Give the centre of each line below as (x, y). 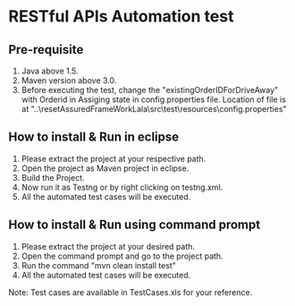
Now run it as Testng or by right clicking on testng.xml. (122, 187)
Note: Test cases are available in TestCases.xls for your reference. (131, 292)
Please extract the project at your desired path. (108, 246)
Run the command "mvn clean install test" (98, 265)
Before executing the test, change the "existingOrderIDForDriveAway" (150, 90)
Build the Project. (53, 177)
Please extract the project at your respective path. (114, 158)
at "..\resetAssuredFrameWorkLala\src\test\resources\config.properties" (154, 109)
